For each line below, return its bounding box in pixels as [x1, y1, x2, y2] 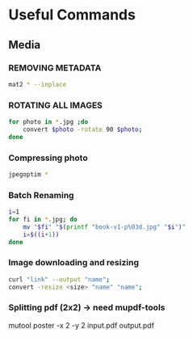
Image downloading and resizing [8, 257, 140, 268]
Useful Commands [8, 6, 136, 24]
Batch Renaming [8, 189, 74, 201]
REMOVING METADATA [8, 62, 102, 74]
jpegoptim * [8, 170, 48, 179]
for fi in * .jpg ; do [8, 216, 78, 224]
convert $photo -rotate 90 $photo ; [23, 125, 143, 133]
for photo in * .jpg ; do [8, 118, 89, 126]
